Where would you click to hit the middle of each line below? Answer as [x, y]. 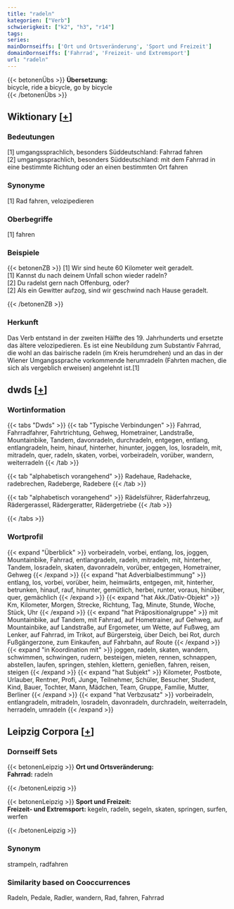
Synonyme [26, 185]
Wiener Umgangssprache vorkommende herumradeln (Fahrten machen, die [117, 360]
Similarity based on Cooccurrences [69, 882]
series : [19, 40]
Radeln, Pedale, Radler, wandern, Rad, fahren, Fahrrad [86, 897]
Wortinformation [36, 409]
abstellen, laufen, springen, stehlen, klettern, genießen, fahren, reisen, [109, 664]
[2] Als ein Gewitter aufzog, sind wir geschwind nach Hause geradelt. [108, 290]
